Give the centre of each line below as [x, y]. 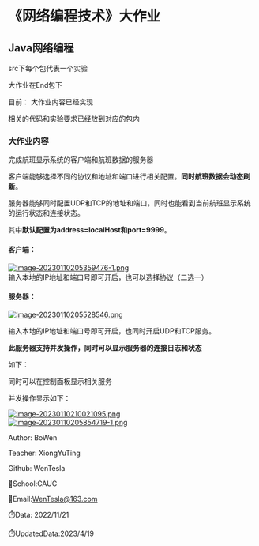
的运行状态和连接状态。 [46, 213]
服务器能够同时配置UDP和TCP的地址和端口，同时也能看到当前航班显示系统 [129, 203]
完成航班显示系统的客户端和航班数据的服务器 [81, 160]
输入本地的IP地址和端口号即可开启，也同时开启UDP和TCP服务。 [112, 331]
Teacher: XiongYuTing [44, 453]
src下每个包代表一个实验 [48, 68]
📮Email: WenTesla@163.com [53, 499]
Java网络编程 [41, 48]
